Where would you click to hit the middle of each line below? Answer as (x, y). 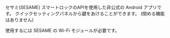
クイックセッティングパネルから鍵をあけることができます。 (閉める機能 (90, 13)
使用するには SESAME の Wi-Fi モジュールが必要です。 (63, 30)
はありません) (20, 20)
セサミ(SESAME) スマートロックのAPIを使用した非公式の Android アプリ (81, 7)
